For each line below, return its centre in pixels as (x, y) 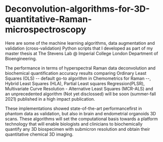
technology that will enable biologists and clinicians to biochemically (74, 124)
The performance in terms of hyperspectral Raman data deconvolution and (80, 68)
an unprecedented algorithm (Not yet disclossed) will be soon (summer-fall (81, 94)
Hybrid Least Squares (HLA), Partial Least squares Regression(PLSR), (75, 83)
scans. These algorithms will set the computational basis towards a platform (81, 119)
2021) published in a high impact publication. (50, 99)
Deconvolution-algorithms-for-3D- (77, 9)
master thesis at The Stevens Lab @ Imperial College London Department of (82, 53)
